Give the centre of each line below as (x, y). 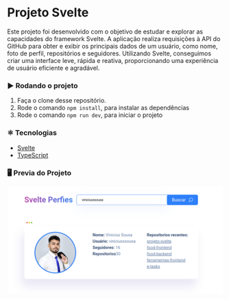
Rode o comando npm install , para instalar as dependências (103, 108)
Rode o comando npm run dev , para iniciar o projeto (90, 115)
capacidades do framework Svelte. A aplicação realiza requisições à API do (114, 38)
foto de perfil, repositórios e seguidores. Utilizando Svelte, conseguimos (109, 53)
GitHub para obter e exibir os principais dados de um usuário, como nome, (112, 46)
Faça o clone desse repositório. (61, 101)
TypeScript (33, 155)
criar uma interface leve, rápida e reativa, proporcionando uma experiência (113, 60)
